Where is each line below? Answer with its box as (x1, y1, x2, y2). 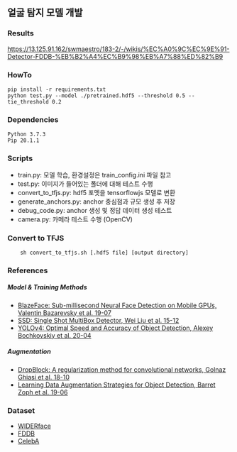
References (7, 265, 48, 275)
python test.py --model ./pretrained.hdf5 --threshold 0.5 (7, 92, 186, 99)
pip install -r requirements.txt (7, 86, 106, 93)
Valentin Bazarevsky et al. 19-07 (17, 308, 112, 317)
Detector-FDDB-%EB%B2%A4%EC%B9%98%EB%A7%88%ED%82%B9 (7, 52, 224, 60)
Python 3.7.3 (7, 131, 46, 138)
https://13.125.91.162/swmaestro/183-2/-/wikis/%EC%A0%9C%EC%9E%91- (7, 45, 230, 53)
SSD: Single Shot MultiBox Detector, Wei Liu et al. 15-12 (17, 316, 180, 324)
